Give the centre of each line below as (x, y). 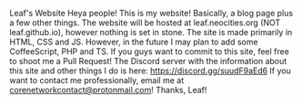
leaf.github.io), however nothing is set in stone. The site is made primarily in (151, 32)
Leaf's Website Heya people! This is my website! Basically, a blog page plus (151, 13)
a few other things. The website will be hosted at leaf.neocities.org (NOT (145, 23)
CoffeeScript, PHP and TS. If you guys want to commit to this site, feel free (149, 52)
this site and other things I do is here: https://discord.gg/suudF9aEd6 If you (150, 71)
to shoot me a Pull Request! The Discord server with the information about (148, 61)
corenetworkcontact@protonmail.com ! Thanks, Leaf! (108, 90)
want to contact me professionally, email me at (97, 80)
